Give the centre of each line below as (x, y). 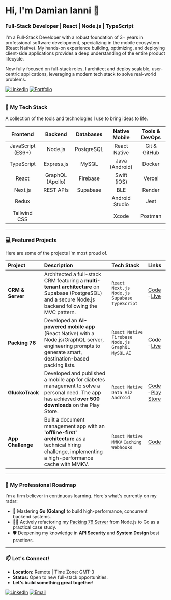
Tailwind (23, 213)
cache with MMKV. (67, 464)
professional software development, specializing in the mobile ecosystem (82, 43)
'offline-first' (61, 433)
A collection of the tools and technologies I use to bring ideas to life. (77, 118)
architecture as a (65, 439)
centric (13, 74)
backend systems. (32, 517)
